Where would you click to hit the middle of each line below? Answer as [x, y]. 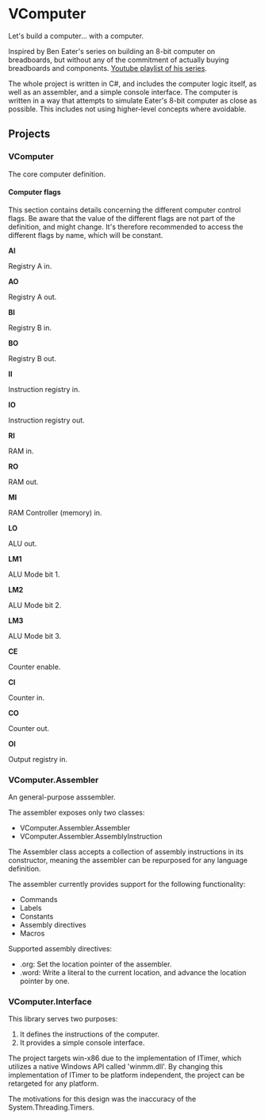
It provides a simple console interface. [82, 1043]
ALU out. [23, 543]
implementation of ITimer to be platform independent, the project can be [127, 1075]
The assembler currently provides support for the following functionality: [127, 885]
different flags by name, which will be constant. [86, 235]
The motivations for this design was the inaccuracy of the [102, 1099]
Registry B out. [33, 358]
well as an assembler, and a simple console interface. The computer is [123, 91]
